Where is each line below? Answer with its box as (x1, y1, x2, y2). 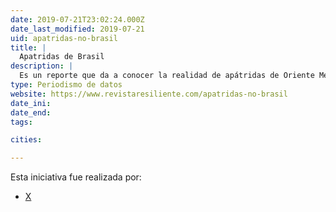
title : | (10, 42, 47, 53)
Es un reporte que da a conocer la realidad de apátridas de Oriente (19, 71, 315, 81)
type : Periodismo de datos (10, 80, 123, 90)
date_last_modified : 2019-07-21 (10, 24, 145, 34)
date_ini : (10, 98, 52, 108)
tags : (10, 117, 33, 127)
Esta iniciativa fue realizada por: (10, 171, 142, 183)
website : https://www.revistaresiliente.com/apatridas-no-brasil (10, 89, 288, 99)
